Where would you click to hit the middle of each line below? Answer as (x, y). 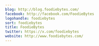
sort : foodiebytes (24, 23)
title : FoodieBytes (25, 27)
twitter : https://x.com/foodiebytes (42, 32)
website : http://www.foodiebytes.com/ (44, 36)
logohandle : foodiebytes (30, 18)
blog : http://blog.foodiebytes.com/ (42, 9)
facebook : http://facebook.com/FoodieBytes (50, 14)
